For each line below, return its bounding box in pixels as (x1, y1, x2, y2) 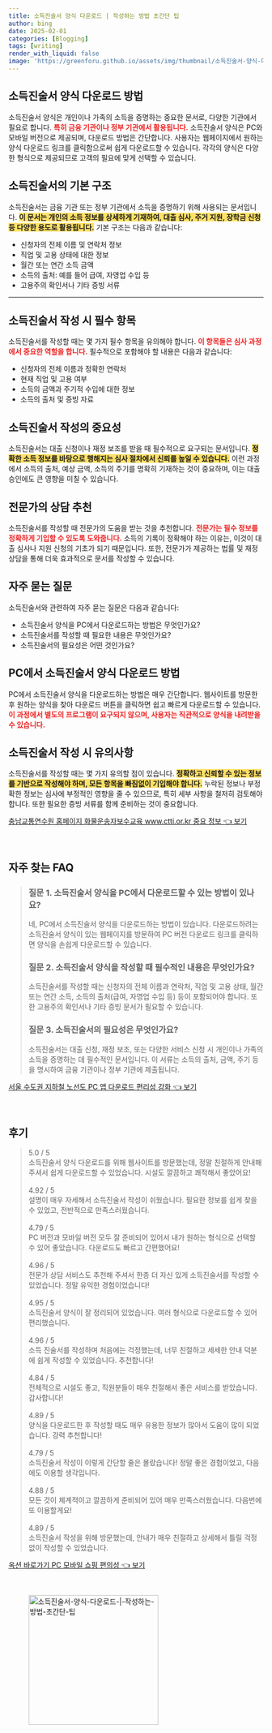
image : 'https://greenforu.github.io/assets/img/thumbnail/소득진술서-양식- (8, 58, 261, 66)
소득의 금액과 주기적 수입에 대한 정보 (19, 385, 135, 394)
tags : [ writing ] (8, 42, 63, 50)
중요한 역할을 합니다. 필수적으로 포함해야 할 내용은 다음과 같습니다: (23, 346, 232, 357)
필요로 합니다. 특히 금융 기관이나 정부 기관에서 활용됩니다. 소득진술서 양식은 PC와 (8, 123, 263, 132)
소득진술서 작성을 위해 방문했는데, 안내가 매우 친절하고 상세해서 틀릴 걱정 (28, 1533, 257, 1542)
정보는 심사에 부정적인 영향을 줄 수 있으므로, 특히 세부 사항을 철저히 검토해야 (23, 789, 263, 799)
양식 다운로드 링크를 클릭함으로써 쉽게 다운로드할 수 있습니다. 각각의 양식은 (8, 143, 244, 153)
